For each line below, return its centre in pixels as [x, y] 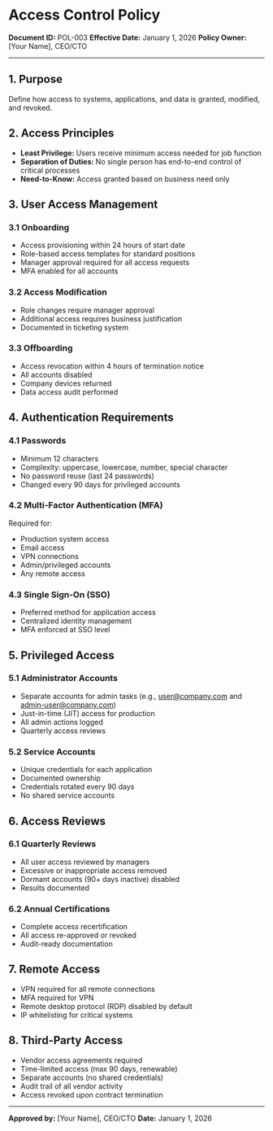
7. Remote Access [54, 969]
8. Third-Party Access [66, 1040]
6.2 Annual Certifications [59, 909]
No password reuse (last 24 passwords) [87, 476]
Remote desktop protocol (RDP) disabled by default [106, 1006]
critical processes [50, 170]
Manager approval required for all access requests [104, 263]
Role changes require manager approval [87, 310]
